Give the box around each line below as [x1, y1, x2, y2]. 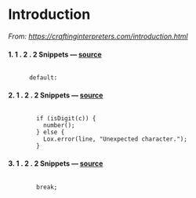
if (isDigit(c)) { [36, 115, 96, 123]
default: [28, 74, 58, 82]
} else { [36, 128, 65, 137]
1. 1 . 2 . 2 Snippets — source [8, 49, 102, 59]
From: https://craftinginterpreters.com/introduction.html [8, 31, 188, 41]
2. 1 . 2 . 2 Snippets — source [8, 90, 103, 100]
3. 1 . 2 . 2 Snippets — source [8, 159, 103, 168]
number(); [42, 122, 76, 130]
